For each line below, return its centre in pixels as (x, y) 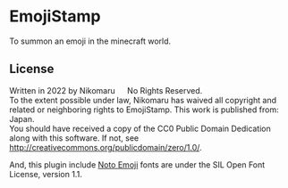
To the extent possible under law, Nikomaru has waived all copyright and (143, 100)
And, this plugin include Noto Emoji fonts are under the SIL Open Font (137, 164)
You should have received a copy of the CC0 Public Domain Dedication (140, 128)
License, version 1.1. (46, 174)
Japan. (22, 119)
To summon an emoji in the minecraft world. (90, 41)
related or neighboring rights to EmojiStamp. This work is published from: (144, 110)
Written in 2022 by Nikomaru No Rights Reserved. (106, 90)
